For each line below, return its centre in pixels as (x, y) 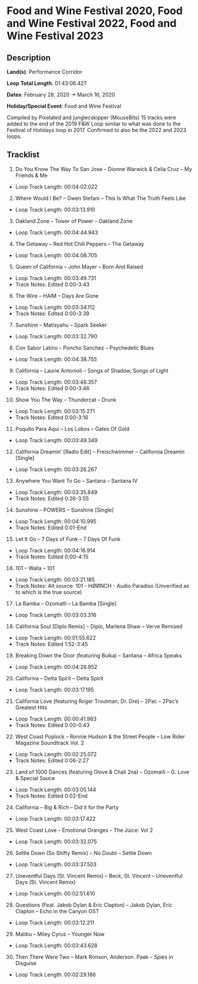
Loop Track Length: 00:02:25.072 (56, 754)
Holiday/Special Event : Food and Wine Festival (64, 106)
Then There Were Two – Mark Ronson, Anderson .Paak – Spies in (94, 957)
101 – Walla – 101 (35, 568)
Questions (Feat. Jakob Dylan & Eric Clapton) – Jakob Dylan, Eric (94, 905)
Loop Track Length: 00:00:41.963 (56, 719)
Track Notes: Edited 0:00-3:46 (52, 388)
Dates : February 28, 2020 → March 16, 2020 (61, 95)
